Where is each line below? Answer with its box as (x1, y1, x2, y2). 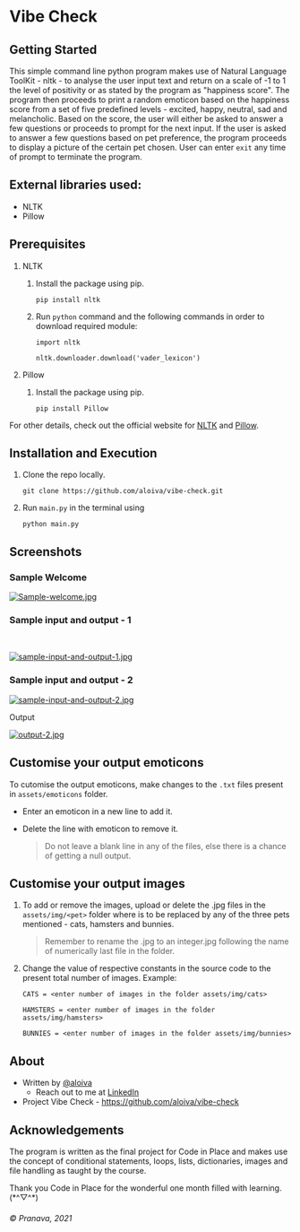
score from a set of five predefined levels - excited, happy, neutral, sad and (9, 104, 287, 114)
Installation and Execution (9, 446, 158, 461)
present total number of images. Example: (21, 973, 177, 984)
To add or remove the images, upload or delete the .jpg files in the (21, 899, 266, 911)
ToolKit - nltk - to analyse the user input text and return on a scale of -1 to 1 (9, 75, 287, 86)
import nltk (35, 338, 81, 347)
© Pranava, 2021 (9, 1212, 73, 1223)
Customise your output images (9, 876, 185, 891)
